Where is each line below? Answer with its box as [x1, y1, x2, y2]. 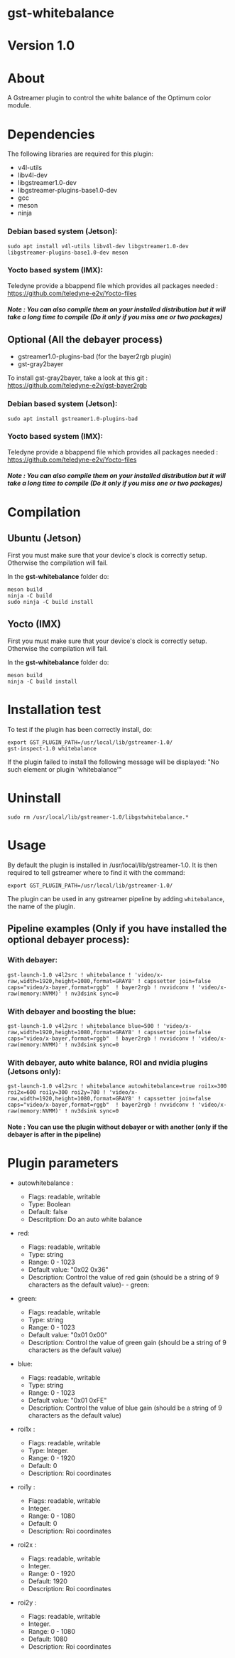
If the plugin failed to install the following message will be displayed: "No [7, 758, 220, 766]
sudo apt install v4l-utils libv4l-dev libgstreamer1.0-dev [7, 243, 190, 250]
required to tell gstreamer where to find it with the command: [7, 868, 185, 877]
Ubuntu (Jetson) [7, 532, 82, 545]
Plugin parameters [7, 1155, 119, 1171]
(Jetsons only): [7, 1066, 62, 1076]
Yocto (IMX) [7, 617, 62, 630]
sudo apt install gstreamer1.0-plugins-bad [7, 415, 138, 423]
